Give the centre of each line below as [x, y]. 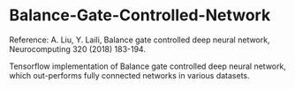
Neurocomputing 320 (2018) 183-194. [77, 48]
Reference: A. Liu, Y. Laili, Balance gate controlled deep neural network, [140, 40]
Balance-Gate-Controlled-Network [140, 15]
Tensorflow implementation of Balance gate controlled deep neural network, [148, 66]
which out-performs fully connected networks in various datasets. [129, 75]
